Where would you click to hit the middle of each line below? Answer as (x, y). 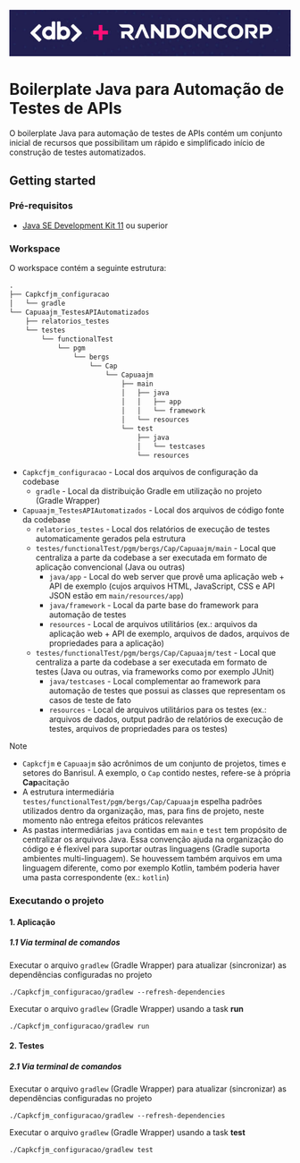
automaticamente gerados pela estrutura (110, 539)
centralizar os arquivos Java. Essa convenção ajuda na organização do (153, 840)
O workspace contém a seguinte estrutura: (88, 268)
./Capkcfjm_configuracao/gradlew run (79, 1026)
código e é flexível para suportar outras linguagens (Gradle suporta (146, 849)
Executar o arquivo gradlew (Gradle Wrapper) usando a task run (126, 1008)
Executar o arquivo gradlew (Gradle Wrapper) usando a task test (127, 1133)
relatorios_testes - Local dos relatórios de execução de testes (153, 530)
